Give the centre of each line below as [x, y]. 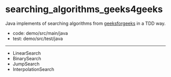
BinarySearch [27, 58]
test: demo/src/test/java [38, 38]
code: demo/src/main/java [40, 33]
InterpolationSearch [33, 69]
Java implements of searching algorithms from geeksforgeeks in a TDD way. [85, 23]
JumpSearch [26, 64]
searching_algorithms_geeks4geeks [84, 9]
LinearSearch [27, 53]
